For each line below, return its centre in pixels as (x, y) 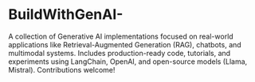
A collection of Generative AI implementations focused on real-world (121, 36)
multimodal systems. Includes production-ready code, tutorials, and (120, 53)
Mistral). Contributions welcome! (62, 69)
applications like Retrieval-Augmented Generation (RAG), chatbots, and (125, 44)
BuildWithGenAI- (66, 15)
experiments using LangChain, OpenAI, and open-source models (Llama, (128, 61)
